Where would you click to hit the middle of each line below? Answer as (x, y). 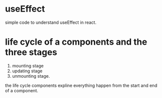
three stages (31, 52)
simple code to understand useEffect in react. (51, 22)
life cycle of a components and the (76, 42)
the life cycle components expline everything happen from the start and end (81, 85)
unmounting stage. (31, 76)
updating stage (27, 71)
